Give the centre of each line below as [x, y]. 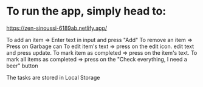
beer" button [22, 66]
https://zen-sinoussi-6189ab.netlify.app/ [57, 28]
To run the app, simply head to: [86, 11]
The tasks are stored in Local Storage [53, 77]
